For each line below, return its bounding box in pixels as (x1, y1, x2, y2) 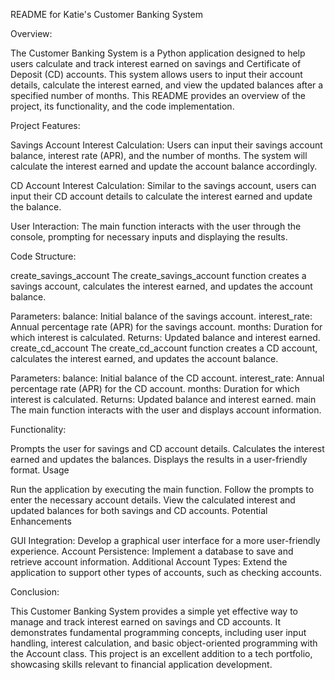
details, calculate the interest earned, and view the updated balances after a (10, 79, 324, 91)
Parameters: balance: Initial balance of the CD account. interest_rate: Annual (10, 372, 325, 384)
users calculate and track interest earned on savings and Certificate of (10, 58, 302, 69)
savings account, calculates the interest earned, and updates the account (10, 280, 313, 292)
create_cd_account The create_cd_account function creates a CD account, (10, 342, 318, 354)
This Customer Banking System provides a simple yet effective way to (10, 605, 298, 617)
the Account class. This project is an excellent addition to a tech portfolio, (10, 648, 313, 659)
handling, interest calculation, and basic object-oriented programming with (10, 637, 318, 649)
